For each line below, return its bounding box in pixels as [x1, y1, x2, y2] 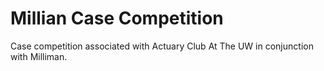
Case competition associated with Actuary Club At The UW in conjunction [10, 40, 314, 52]
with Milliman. [10, 50, 68, 62]
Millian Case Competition [10, 7, 224, 30]
